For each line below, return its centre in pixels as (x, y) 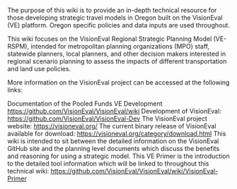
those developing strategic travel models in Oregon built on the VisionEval (115, 18)
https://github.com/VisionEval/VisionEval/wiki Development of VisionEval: (114, 111)
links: (15, 90)
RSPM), (18, 46)
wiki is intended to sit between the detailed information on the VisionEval (113, 141)
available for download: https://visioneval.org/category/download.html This (117, 134)
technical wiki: (28, 171)
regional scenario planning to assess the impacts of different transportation (117, 61)
